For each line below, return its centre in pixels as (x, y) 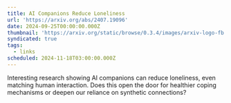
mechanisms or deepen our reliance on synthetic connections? (97, 92)
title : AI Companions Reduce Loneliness (66, 13)
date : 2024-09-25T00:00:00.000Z (54, 26)
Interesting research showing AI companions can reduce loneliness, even (112, 78)
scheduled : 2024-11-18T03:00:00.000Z (62, 58)
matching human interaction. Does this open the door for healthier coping (112, 85)
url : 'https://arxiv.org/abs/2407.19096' (68, 20)
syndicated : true (32, 39)
